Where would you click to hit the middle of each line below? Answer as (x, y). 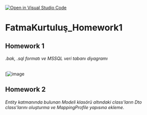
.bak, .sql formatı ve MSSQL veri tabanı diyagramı (57, 58)
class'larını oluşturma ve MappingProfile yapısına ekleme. (65, 107)
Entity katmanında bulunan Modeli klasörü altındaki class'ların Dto (73, 102)
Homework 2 (25, 89)
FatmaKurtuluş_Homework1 (64, 28)
